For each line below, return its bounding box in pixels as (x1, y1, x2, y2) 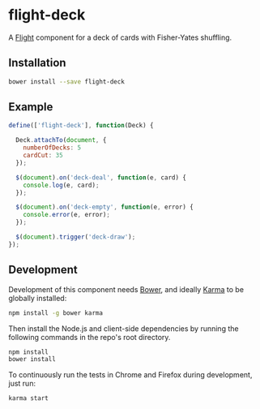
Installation (8, 56, 66, 70)
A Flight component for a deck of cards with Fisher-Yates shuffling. (8, 32, 232, 42)
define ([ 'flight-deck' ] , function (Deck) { (8, 122, 154, 130)
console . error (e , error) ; (23, 211, 111, 219)
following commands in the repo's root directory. (8, 332, 171, 342)
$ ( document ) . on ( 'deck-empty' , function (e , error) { (15, 203, 194, 212)
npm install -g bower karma (8, 308, 104, 317)
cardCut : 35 (23, 152, 63, 160)
